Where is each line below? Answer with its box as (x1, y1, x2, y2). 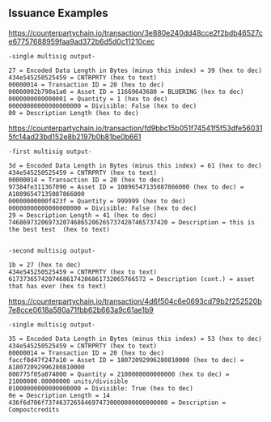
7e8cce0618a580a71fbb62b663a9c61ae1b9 (8, 305, 154, 314)
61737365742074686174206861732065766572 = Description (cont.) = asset (8, 275, 255, 283)
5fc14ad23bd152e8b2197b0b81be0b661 (8, 131, 142, 141)
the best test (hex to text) (8, 225, 111, 233)
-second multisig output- (8, 246, 95, 254)
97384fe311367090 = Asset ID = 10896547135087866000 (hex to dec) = (8, 182, 244, 191)
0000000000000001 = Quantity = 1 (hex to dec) (8, 95, 168, 103)
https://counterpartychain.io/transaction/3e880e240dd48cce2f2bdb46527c (8, 28, 263, 37)
